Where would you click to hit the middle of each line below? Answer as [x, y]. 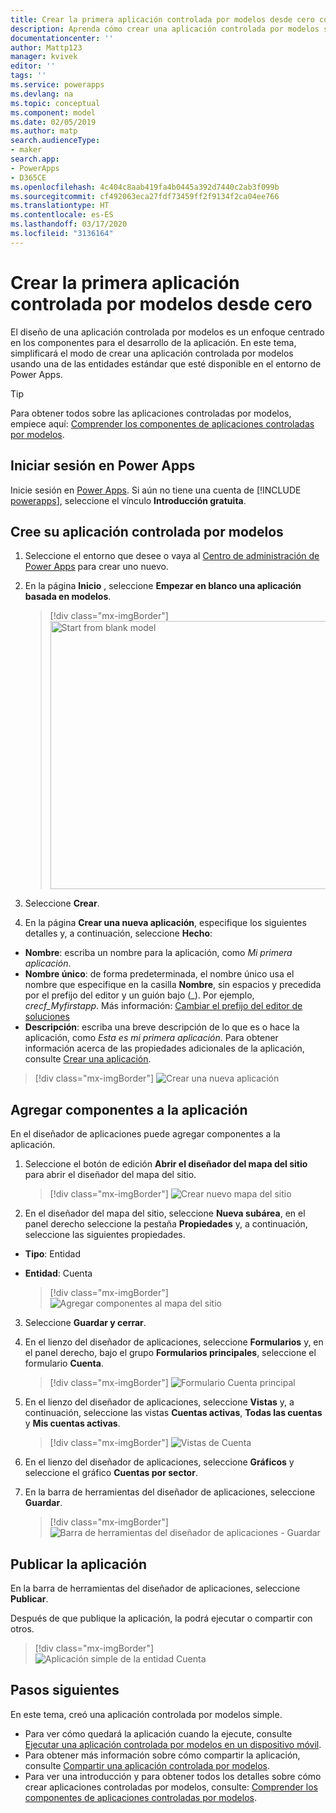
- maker [26, 150]
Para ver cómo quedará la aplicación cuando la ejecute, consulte [158, 1733]
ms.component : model [53, 112]
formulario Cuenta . [64, 1363]
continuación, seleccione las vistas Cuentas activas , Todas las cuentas [173, 1413]
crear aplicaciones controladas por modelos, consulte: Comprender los [171, 1787]
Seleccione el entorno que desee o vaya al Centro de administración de [172, 556]
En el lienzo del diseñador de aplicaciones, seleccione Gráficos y [159, 1462]
